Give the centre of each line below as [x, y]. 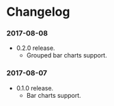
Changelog [38, 12]
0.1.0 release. [35, 88]
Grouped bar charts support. [67, 55]
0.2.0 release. [35, 48]
